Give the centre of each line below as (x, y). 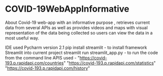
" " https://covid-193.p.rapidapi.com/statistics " (110, 63)
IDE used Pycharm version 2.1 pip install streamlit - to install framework (76, 47)
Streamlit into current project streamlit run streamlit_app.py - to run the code (81, 53)
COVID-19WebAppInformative (67, 9)
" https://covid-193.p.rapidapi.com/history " (47, 68)
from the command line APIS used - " (43, 57)
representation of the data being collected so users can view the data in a (79, 33)
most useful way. (22, 38)
